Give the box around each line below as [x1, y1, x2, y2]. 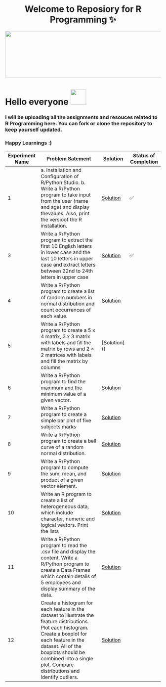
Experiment [7, 152, 36, 159]
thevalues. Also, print [41, 210, 90, 217]
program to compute [41, 464, 89, 471]
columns [41, 364, 61, 371]
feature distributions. [41, 618, 89, 625]
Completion [130, 158, 158, 165]
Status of [133, 152, 155, 159]
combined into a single [41, 655, 94, 662]
